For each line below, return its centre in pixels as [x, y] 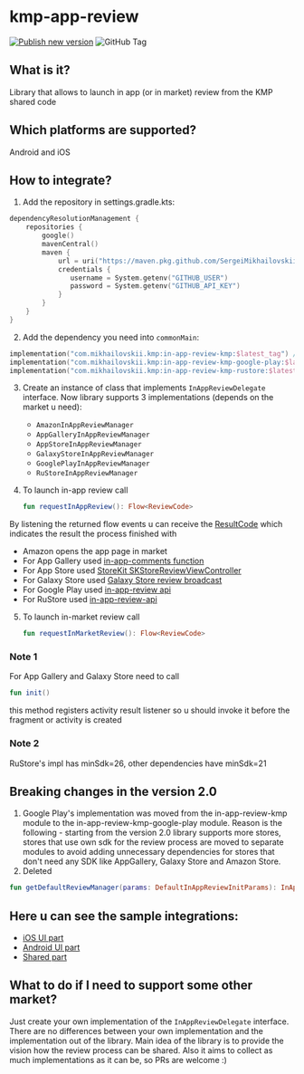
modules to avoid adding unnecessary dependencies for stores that [148, 852]
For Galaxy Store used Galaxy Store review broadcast [122, 580]
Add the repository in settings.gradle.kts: [98, 202]
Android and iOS [40, 152]
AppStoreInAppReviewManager [89, 445]
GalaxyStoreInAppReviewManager [95, 455]
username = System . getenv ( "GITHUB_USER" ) [149, 278]
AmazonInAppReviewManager [85, 426]
